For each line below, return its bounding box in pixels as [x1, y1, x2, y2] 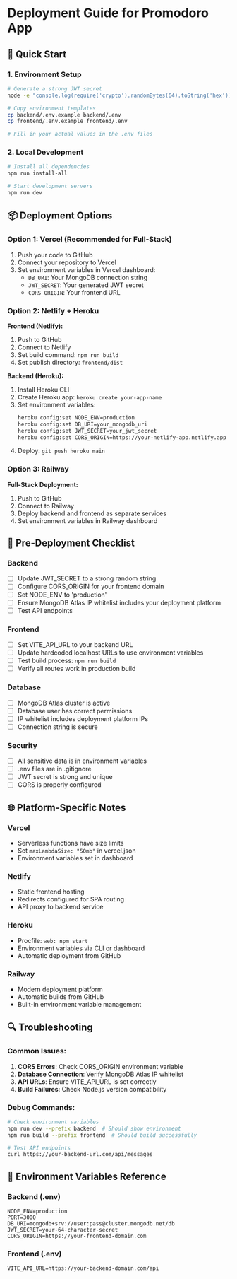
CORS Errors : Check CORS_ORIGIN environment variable [17, 1062, 183, 1070]
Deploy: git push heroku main [17, 447, 106, 455]
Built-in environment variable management [17, 1000, 142, 1008]
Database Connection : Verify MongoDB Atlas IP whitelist [17, 1070, 184, 1078]
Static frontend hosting [17, 887, 85, 896]
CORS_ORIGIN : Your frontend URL [28, 288, 121, 296]
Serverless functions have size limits [17, 839, 124, 848]
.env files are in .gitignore [17, 765, 92, 773]
